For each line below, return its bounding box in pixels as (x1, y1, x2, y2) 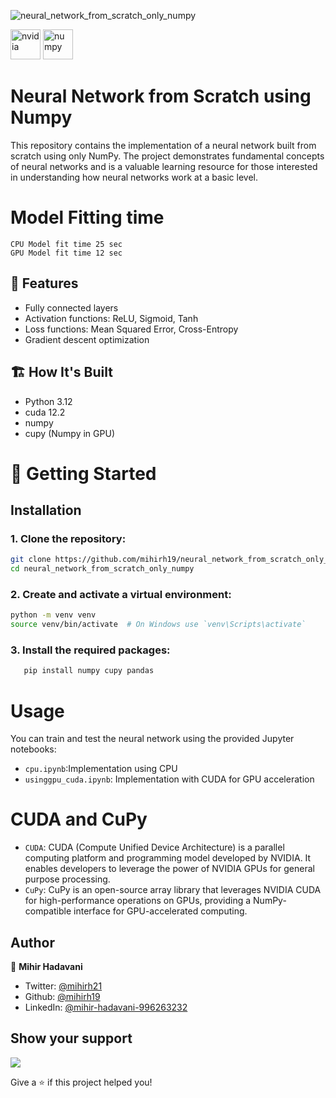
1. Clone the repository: (10, 532, 127, 545)
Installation (10, 502, 82, 519)
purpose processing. (24, 873, 111, 885)
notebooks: (10, 743, 57, 755)
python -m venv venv (10, 610, 97, 620)
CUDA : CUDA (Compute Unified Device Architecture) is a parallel (24, 841, 285, 854)
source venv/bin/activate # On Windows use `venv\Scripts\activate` (10, 620, 307, 630)
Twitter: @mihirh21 (24, 980, 103, 992)
